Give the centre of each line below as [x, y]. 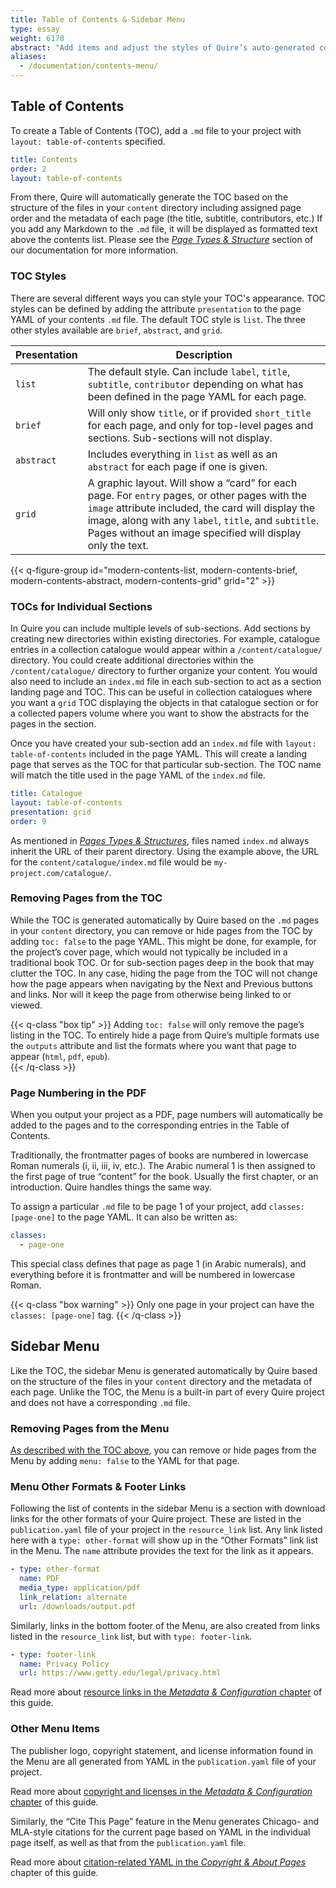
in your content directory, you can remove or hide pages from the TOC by [161, 930]
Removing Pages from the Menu [90, 1428]
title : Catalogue [46, 794]
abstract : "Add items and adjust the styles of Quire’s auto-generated [162, 47]
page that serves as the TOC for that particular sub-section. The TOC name [166, 765]
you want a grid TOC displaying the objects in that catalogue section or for [164, 703]
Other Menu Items [55, 1729]
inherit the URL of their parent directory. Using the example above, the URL [165, 851]
